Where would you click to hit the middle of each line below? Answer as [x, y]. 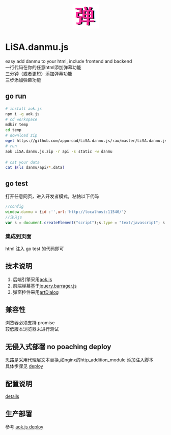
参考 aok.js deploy [24, 427]
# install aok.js [24, 108]
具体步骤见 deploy [24, 366]
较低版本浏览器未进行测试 [32, 329]
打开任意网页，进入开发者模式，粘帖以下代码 [52, 196]
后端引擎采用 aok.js [32, 279]
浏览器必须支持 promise [30, 323]
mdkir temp [17, 125]
